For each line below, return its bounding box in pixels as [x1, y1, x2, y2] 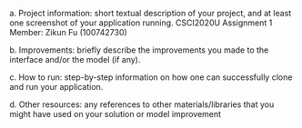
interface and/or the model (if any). [9, 54, 141, 64]
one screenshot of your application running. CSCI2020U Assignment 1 [9, 17, 273, 28]
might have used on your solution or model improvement [9, 109, 221, 119]
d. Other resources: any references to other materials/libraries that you [9, 99, 275, 110]
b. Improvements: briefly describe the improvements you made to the [9, 44, 269, 55]
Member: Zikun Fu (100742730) [9, 27, 127, 37]
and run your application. [9, 82, 104, 92]
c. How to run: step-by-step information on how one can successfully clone [9, 72, 293, 83]
